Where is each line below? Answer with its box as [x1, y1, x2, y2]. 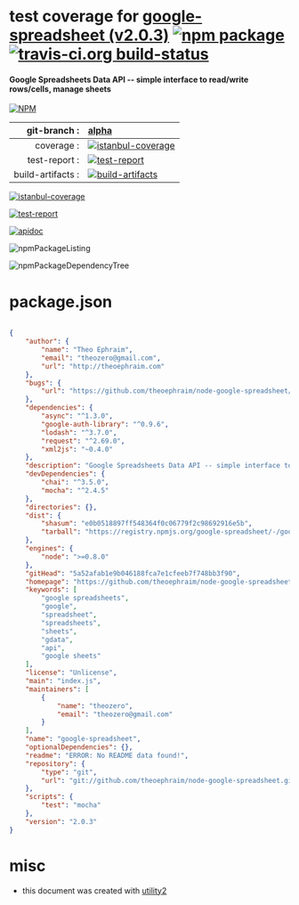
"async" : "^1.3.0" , [41, 412, 114, 420]
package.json [9, 291, 113, 312]
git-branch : [26, 125, 80, 137]
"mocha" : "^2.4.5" [41, 485, 109, 495]
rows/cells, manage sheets [9, 83, 111, 94]
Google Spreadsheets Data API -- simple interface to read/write [9, 74, 249, 85]
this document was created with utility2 [21, 885, 167, 896]
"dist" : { [25, 510, 62, 520]
